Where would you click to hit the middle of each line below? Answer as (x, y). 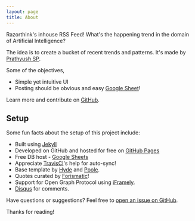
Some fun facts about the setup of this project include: (73, 133)
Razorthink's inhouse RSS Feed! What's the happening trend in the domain (98, 34)
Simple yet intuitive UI (41, 82)
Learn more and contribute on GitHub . (53, 100)
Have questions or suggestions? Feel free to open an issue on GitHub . (92, 200)
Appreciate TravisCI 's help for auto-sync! (65, 163)
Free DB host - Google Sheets (51, 157)
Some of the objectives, (35, 70)
